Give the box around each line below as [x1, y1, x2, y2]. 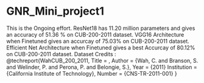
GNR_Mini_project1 [6, 4, 105, 18]
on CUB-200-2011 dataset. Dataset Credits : [6, 50, 117, 57]
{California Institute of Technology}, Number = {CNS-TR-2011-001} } [6, 70, 178, 77]
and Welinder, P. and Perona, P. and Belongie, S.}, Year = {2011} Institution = [6, 63, 197, 71]
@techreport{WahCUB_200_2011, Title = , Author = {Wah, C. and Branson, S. [6, 57, 199, 64]
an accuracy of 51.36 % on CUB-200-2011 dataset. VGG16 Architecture [6, 31, 185, 38]
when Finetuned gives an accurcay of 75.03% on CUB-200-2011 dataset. [6, 37, 190, 45]
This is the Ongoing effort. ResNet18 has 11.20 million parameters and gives [6, 24, 195, 32]
